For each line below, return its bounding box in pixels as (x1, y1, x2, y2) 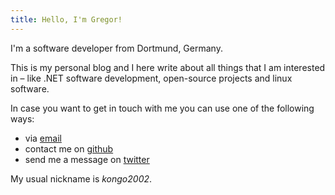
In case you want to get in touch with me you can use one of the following (10, 102, 315, 114)
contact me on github (24, 142, 114, 155)
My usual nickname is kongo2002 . (10, 172, 153, 185)
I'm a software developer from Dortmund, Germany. (10, 42, 223, 54)
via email (24, 132, 62, 144)
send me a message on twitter (24, 153, 150, 165)
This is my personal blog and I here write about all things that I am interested (10, 61, 326, 73)
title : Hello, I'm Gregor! (10, 14, 123, 25)
